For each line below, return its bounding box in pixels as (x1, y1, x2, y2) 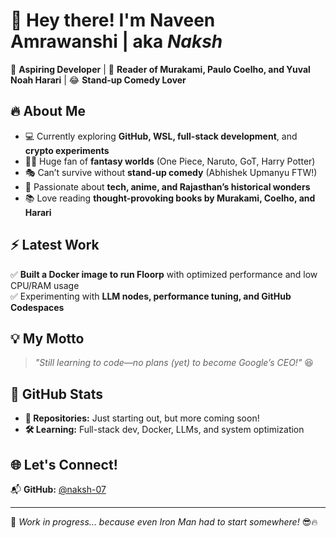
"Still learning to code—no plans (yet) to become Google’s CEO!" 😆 (34, 357, 314, 369)
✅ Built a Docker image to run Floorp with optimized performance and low (10, 268, 318, 280)
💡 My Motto (10, 330, 85, 347)
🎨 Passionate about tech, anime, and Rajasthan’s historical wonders (24, 180, 311, 193)
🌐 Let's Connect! (10, 456, 118, 473)
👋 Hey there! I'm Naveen (10, 9, 216, 32)
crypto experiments (24, 144, 110, 156)
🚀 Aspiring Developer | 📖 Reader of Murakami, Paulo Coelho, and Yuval (10, 63, 311, 75)
